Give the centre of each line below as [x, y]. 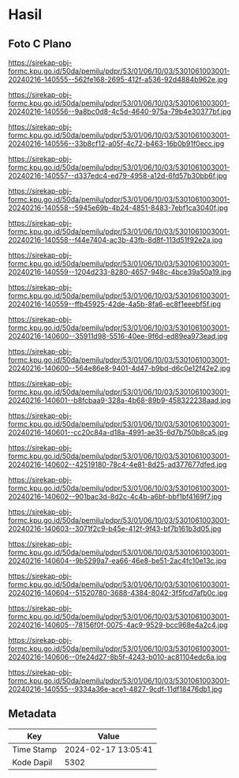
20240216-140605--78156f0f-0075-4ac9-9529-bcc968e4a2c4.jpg [118, 625]
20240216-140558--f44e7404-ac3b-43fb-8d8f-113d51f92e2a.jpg [116, 240]
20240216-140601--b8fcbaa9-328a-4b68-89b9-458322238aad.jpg [119, 400]
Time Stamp [35, 750]
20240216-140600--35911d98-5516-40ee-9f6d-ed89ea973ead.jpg [118, 336]
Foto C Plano [40, 44]
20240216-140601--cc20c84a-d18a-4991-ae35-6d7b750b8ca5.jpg [118, 432]
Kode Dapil [32, 762]
